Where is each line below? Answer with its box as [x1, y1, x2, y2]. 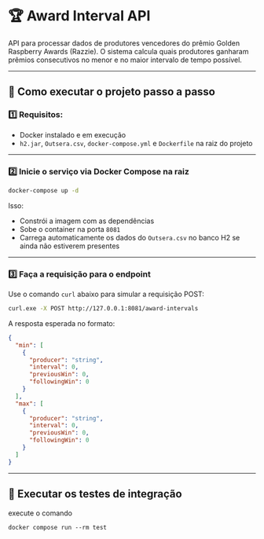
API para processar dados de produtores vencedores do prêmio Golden [8, 38, 240, 48]
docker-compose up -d [8, 186, 79, 194]
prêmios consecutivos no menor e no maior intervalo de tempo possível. [8, 55, 242, 64]
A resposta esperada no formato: [8, 318, 115, 328]
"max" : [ [15, 399, 44, 408]
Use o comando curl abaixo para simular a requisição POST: [8, 289, 204, 299]
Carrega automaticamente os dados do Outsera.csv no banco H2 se [19, 233, 240, 242]
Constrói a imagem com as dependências [19, 216, 155, 225]
